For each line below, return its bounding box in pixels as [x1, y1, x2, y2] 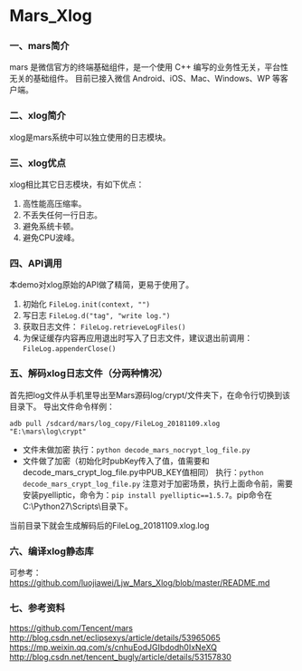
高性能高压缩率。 [22, 199, 87, 209]
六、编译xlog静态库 [9, 545, 94, 558]
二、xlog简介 [9, 110, 66, 122]
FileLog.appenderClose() [22, 345, 117, 354]
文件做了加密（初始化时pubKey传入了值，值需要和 [22, 455, 210, 466]
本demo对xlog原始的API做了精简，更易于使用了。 [9, 279, 194, 290]
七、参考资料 [9, 601, 66, 614]
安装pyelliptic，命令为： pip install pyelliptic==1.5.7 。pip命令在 [22, 489, 273, 500]
